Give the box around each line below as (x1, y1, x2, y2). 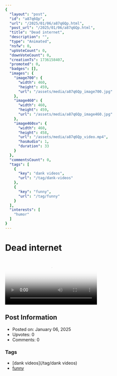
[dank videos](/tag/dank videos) (12, 360, 77, 366)
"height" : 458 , (18, 130, 49, 135)
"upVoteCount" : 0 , (9, 48, 47, 53)
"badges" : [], (9, 67, 38, 71)
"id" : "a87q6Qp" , (9, 16, 45, 21)
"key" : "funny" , (18, 189, 51, 194)
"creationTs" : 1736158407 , (9, 57, 65, 62)
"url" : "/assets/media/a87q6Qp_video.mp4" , (18, 135, 109, 140)
